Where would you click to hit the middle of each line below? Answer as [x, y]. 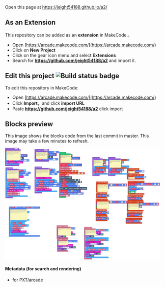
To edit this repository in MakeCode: [42, 87]
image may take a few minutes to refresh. [47, 141]
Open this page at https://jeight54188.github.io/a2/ [56, 7]
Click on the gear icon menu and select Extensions [64, 55]
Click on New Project [34, 50]
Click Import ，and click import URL [48, 103]
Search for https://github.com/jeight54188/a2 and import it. [74, 60]
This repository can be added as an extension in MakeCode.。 [69, 35]
